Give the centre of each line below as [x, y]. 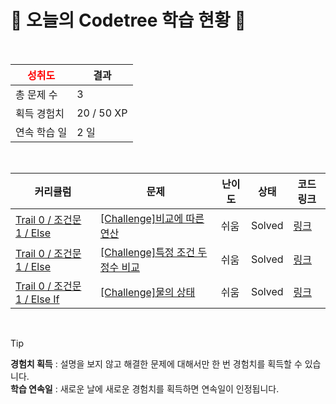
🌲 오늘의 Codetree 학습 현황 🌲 [128, 20]
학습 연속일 [31, 388]
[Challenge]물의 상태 [147, 292]
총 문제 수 [36, 94]
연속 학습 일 [41, 132]
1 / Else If [37, 299]
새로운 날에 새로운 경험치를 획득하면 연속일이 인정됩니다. [169, 388]
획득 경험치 [40, 113]
